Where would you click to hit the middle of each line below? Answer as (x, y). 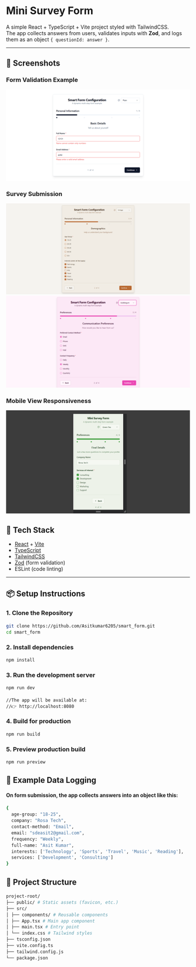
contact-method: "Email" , (43, 827)
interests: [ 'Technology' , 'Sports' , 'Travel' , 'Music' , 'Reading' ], (97, 851)
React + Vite (29, 544)
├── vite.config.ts (30, 946)
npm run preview (26, 762)
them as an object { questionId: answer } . (58, 39)
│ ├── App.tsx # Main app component (50, 921)
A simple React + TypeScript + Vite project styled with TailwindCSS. (87, 27)
